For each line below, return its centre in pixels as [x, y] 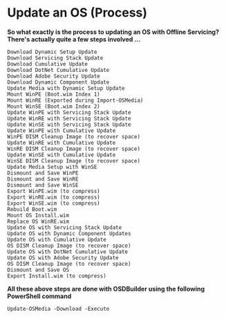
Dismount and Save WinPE [43, 173]
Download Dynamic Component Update [58, 82]
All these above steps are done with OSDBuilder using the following [106, 289]
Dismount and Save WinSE [43, 185]
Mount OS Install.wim [38, 215]
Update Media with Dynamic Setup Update [66, 88]
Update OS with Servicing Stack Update [65, 227]
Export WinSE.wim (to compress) [54, 203]
